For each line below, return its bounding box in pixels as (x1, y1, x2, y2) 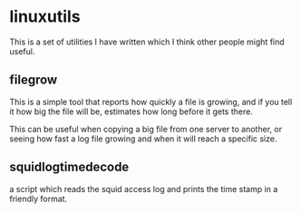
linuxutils (9, 6, 81, 27)
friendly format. (9, 193, 68, 204)
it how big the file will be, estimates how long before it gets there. (9, 106, 254, 117)
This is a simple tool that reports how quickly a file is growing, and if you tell (9, 96, 293, 107)
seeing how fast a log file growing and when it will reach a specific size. (9, 133, 277, 144)
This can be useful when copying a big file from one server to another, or (9, 123, 283, 134)
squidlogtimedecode (9, 160, 130, 175)
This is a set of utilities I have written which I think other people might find (9, 36, 286, 47)
